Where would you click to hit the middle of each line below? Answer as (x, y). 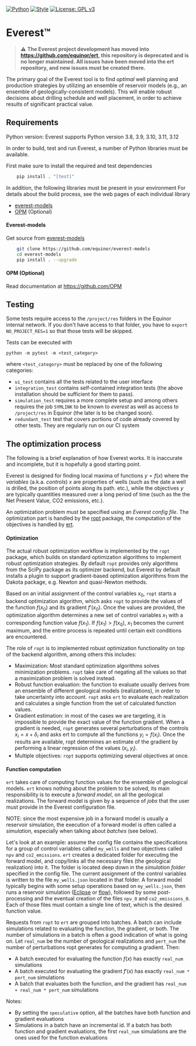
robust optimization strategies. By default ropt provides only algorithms (92, 563)
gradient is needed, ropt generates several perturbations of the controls (102, 728)
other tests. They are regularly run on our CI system (77, 425)
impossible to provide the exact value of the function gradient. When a (99, 722)
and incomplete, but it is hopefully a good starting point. (74, 465)
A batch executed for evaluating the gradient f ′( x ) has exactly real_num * (102, 971)
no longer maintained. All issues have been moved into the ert (97, 61)
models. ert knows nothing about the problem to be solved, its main (88, 788)
